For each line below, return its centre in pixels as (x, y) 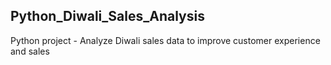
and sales (30, 51)
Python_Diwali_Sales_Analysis (107, 16)
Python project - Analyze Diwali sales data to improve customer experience (165, 40)
